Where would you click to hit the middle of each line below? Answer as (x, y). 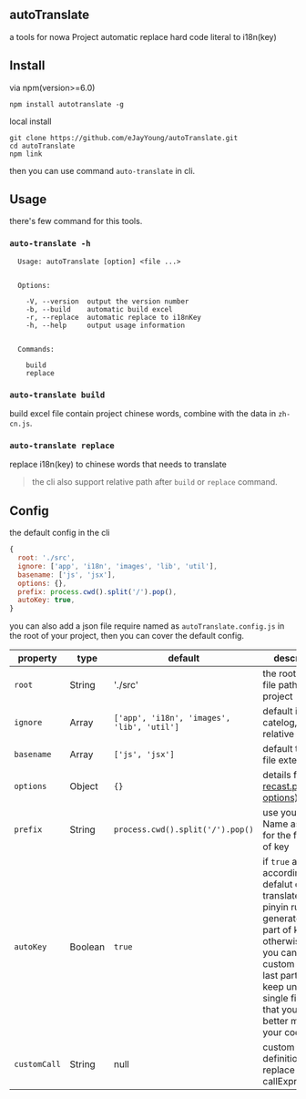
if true (276, 862)
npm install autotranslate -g (67, 104)
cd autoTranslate (42, 146)
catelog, (280, 723)
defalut (278, 885)
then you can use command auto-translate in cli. (102, 170)
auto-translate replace (62, 445)
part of (277, 930)
